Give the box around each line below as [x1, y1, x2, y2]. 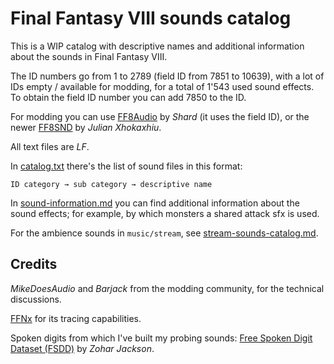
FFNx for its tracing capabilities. [10, 312, 142, 324]
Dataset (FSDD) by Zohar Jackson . [10, 342, 155, 354]
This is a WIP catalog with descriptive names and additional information [10, 40, 305, 52]
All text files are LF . [10, 140, 90, 152]
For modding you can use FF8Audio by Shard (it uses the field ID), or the [10, 110, 310, 122]
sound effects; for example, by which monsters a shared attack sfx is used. [10, 207, 320, 219]
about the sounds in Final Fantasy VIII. [10, 50, 168, 62]
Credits [10, 256, 58, 273]
